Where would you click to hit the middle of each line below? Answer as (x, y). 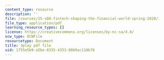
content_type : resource (29, 9)
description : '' (21, 14)
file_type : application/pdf (34, 23)
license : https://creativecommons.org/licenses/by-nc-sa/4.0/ (70, 32)
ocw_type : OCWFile (24, 37)
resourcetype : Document (29, 41)
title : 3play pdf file (28, 45)
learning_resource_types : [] (35, 28)
